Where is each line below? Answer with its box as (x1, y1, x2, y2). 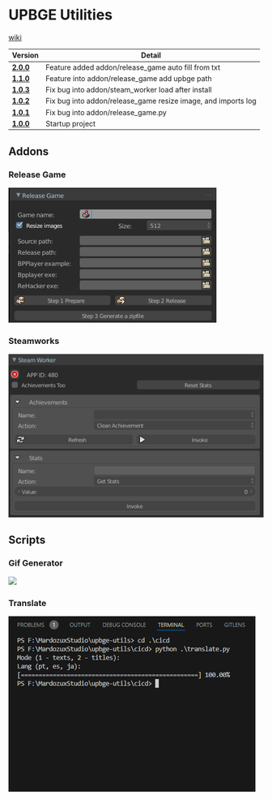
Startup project (45, 118, 96, 128)
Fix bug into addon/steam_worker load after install (45, 85, 212, 95)
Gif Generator (8, 557, 63, 569)
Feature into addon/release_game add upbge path (45, 73, 212, 83)
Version (11, 50, 39, 60)
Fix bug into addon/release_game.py (45, 107, 168, 117)
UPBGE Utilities (8, 6, 113, 24)
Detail (141, 50, 162, 60)
